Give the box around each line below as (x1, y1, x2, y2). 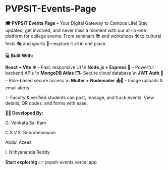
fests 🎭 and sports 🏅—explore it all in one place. (5, 40, 107, 46)
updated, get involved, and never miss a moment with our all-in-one (5, 27, 146, 33)
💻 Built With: (5, 52, 34, 59)
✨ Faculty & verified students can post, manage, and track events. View (5, 94, 154, 100)
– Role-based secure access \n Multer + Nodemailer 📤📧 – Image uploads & (5, 77, 163, 83)
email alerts (5, 84, 29, 91)
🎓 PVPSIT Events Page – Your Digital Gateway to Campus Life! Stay (5, 20, 148, 26)
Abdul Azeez (5, 139, 32, 145)
